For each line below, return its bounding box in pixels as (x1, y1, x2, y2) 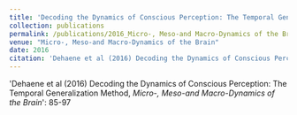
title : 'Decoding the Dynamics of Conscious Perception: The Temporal (9, 12, 275, 22)
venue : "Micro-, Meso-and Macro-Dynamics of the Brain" (9, 37, 219, 47)
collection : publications (9, 21, 104, 30)
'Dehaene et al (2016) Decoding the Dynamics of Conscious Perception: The (9, 79, 287, 88)
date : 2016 (9, 46, 49, 55)
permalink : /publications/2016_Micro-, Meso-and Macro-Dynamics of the (9, 29, 278, 38)
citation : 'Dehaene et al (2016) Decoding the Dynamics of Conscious (9, 54, 271, 63)
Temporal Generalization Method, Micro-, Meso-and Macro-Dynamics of (9, 88, 276, 98)
